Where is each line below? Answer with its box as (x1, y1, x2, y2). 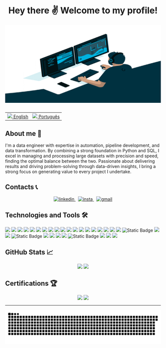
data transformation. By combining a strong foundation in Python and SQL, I (5, 148, 160, 153)
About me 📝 (5, 129, 42, 137)
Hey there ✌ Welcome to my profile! (8, 5, 158, 16)
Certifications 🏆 (5, 279, 58, 288)
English (13, 113, 29, 120)
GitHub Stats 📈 (5, 248, 53, 257)
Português (39, 113, 60, 120)
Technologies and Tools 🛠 (5, 211, 88, 219)
